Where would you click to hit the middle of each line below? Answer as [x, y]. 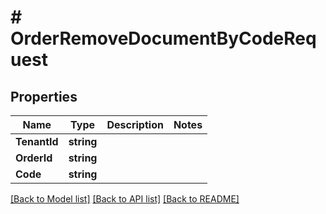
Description [135, 124]
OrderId [34, 158]
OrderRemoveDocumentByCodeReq [163, 38]
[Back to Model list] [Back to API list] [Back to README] [125, 199]
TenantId [37, 141]
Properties [44, 96]
